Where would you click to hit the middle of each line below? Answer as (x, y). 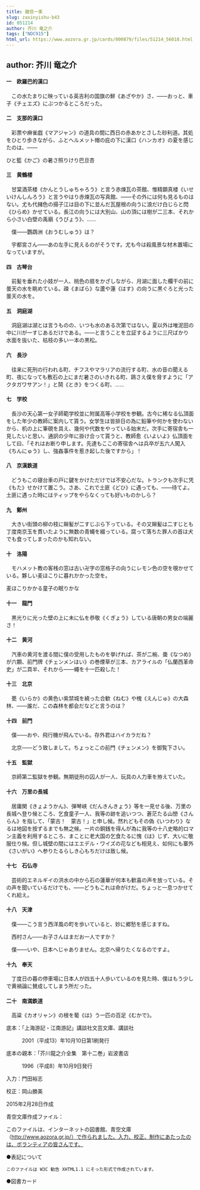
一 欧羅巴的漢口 (27, 81)
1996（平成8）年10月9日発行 (57, 1066)
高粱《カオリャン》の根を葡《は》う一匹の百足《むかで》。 (83, 1015)
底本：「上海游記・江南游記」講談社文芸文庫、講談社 (70, 1028)
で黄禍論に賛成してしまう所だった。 (51, 986)
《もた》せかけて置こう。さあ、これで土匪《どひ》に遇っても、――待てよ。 (99, 488)
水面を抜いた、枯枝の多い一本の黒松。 (53, 340)
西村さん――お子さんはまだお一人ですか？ (63, 937)
